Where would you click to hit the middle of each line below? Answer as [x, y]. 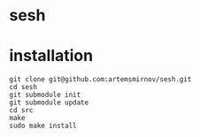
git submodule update [49, 103]
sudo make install [43, 126]
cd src [21, 110]
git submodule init [45, 95]
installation [51, 56]
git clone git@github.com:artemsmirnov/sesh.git [100, 80]
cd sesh [23, 88]
